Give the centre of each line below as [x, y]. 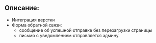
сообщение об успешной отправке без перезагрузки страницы [85, 30]
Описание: [22, 8]
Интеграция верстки [33, 20]
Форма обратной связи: [37, 25]
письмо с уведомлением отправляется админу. [69, 35]
